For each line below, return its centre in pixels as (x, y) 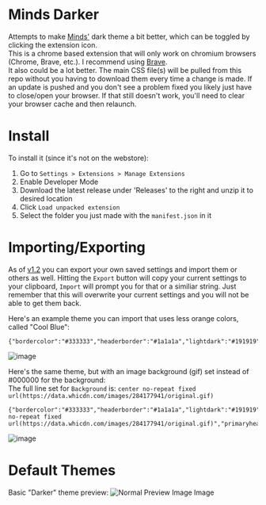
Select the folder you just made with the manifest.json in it (116, 215)
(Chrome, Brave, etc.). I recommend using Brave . (88, 62)
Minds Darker (54, 15)
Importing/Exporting (77, 248)
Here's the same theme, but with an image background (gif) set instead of (129, 371)
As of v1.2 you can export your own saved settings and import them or (123, 269)
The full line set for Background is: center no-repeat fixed (102, 388)
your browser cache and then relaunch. (72, 104)
